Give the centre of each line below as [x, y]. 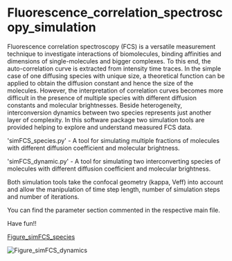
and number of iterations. [43, 196]
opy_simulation [52, 27]
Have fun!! [22, 223]
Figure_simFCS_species [41, 237]
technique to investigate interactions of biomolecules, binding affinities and [114, 54]
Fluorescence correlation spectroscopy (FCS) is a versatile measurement [111, 46]
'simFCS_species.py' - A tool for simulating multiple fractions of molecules [114, 140]
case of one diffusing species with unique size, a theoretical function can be [116, 76]
